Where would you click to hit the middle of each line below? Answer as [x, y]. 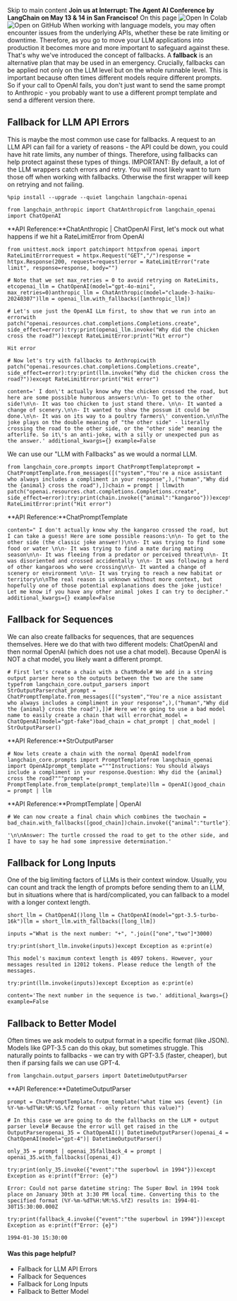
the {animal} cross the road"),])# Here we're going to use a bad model [116, 709]
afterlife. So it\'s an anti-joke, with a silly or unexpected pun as [113, 434]
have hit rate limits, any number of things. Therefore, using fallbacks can [113, 154]
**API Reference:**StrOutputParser [61, 741]
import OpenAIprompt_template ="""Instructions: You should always [109, 766]
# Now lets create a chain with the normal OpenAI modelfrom [99, 754]
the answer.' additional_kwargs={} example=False [82, 440]
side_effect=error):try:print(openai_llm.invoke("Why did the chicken [113, 330]
